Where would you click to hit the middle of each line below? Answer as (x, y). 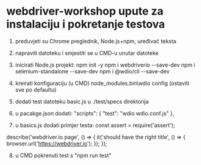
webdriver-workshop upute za (85, 11)
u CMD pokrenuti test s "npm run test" (63, 155)
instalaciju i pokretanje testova (86, 24)
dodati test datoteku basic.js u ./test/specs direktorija (82, 101)
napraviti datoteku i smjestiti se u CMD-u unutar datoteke (87, 53)
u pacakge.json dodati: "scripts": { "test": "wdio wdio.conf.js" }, (95, 113)
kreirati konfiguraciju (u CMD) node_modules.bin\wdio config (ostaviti (102, 83)
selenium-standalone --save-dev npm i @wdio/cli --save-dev (92, 71)
